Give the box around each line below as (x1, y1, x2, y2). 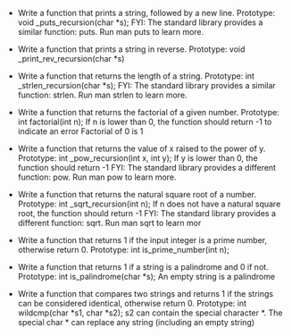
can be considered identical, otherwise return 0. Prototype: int (17, 298, 247, 308)
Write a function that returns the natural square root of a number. (17, 189, 257, 199)
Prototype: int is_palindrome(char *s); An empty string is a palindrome (17, 272, 275, 281)
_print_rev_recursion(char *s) (17, 54, 125, 63)
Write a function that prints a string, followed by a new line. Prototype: (17, 8, 275, 18)
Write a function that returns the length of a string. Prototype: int (17, 71, 254, 81)
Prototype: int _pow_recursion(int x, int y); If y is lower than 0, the (17, 153, 258, 164)
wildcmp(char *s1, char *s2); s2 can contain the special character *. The (17, 307, 283, 318)
